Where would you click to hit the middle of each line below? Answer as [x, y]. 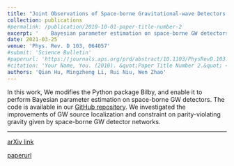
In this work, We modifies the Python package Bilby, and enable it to [105, 92]
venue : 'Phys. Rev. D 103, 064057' [59, 46]
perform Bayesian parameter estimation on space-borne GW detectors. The [116, 99]
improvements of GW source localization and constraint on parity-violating [114, 114]
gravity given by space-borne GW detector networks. [84, 121]
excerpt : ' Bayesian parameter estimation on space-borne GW [102, 33]
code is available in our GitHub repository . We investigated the [96, 107]
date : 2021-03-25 [32, 40]
